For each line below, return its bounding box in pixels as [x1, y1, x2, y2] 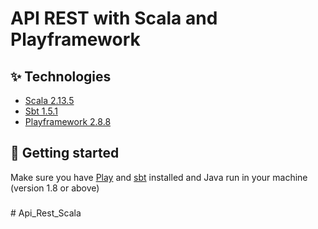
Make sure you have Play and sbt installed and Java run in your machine [10, 171, 308, 183]
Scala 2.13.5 [24, 95, 75, 106]
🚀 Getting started [10, 145, 120, 162]
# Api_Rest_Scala [10, 207, 82, 219]
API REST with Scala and [10, 7, 218, 30]
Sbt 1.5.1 [24, 105, 58, 117]
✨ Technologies [10, 68, 112, 85]
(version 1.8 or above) [10, 182, 100, 194]
